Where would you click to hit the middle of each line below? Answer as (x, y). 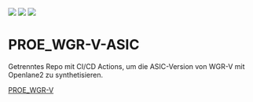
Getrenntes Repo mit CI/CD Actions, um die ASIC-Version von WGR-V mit (126, 66)
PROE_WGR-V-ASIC (74, 45)
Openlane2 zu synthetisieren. (56, 75)
